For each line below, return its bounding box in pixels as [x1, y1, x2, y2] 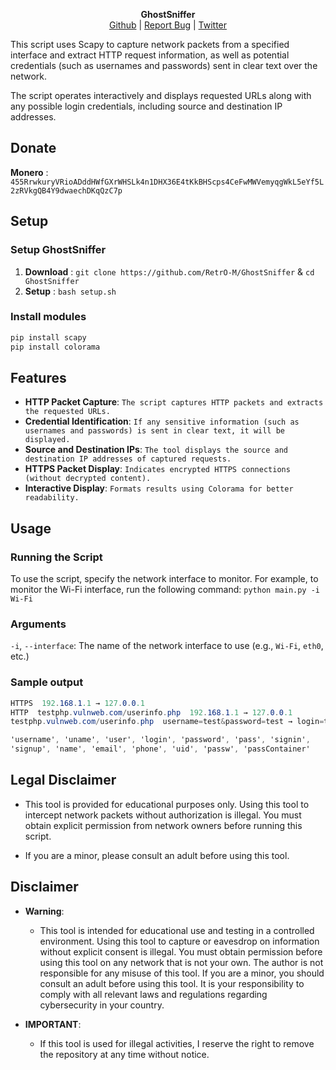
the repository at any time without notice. [39, 1048, 210, 1060]
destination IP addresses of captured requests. [24, 454, 232, 464]
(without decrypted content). [24, 474, 152, 484]
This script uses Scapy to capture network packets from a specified [10, 39, 290, 50]
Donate [10, 140, 57, 157]
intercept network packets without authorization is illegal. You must [24, 809, 302, 821]
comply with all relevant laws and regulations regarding [39, 988, 268, 1000]
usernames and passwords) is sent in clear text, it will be [24, 426, 286, 436]
